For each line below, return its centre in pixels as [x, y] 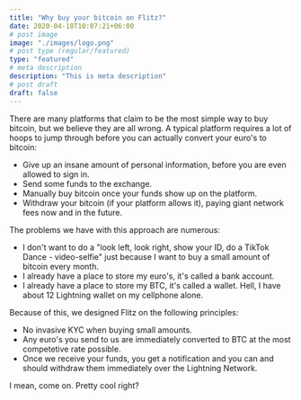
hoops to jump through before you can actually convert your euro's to [138, 138]
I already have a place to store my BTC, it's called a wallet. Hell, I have [151, 285]
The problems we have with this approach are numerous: [115, 229]
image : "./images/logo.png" [62, 43]
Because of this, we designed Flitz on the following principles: [124, 312]
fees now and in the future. [72, 212]
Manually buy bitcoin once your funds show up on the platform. [140, 193]
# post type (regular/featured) [70, 51]
